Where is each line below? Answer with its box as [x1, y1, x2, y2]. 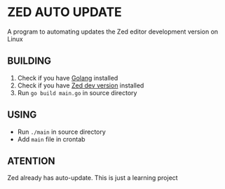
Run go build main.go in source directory [17, 88, 137, 97]
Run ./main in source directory [17, 127, 107, 136]
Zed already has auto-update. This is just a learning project [7, 174, 178, 182]
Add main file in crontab [17, 134, 86, 143]
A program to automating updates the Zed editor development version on [7, 27, 219, 36]
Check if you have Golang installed [17, 73, 118, 82]
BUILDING [7, 55, 51, 67]
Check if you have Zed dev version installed [17, 81, 144, 90]
